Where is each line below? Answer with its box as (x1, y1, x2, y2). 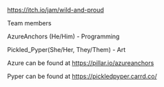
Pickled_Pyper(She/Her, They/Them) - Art (7, 46, 126, 53)
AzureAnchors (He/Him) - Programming (7, 32, 120, 40)
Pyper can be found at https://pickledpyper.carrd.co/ (7, 72, 157, 80)
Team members (7, 19, 52, 27)
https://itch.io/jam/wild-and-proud (7, 6, 105, 14)
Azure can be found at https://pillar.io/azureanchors (7, 59, 154, 67)
